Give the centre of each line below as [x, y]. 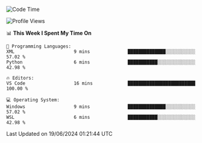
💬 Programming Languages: [39, 46]
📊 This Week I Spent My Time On [49, 33]
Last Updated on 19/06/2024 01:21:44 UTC [59, 134]
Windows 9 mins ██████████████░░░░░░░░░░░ [101, 107]
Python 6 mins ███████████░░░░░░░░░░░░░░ [101, 62]
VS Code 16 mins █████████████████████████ [101, 83]
